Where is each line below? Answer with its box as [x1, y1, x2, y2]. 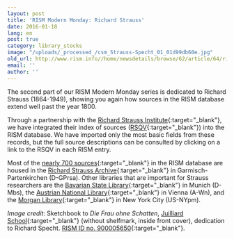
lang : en [7, 29, 33, 37]
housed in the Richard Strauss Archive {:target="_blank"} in [7, 166, 176, 174]
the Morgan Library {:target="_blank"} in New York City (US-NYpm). [7, 195, 201, 204]
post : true [7, 36, 39, 43]
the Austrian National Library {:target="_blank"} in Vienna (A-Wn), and [25, 188, 225, 197]
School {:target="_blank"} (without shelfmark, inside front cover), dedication [7, 216, 225, 224]
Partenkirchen [7, 173, 47, 181]
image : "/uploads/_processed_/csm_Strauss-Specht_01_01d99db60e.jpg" [7, 49, 214, 56]
